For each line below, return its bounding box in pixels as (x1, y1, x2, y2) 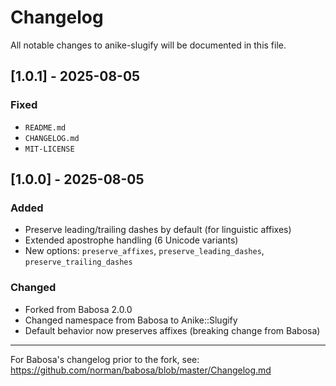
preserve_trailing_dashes (24, 257, 133, 268)
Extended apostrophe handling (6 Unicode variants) (24, 234, 239, 246)
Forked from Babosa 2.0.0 (24, 303, 133, 315)
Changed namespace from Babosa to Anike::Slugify (24, 314, 238, 326)
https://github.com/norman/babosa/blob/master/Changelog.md (10, 364, 272, 376)
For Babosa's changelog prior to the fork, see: (10, 353, 200, 365)
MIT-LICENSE (24, 144, 75, 154)
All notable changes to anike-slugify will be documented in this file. (10, 39, 287, 51)
